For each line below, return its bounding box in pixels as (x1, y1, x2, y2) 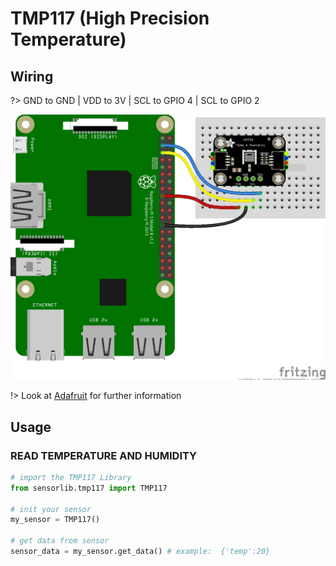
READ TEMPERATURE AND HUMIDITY (10, 448, 197, 462)
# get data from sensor (10, 536, 110, 546)
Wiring (10, 68, 54, 85)
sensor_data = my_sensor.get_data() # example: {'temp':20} (10, 547, 271, 557)
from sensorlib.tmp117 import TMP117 (10, 483, 168, 493)
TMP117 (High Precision (10, 7, 210, 30)
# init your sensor (10, 504, 92, 514)
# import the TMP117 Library (10, 472, 132, 482)
